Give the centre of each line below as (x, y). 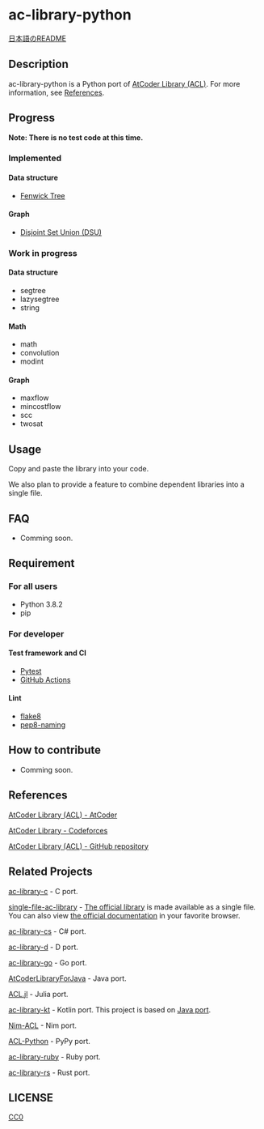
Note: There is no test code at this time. (76, 137)
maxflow (35, 398)
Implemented (35, 158)
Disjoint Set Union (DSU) (61, 232)
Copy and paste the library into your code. (79, 469)
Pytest (31, 671)
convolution (40, 353)
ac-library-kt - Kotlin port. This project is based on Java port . (110, 1009)
